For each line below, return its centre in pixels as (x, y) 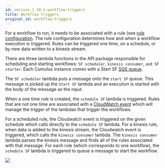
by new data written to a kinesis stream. (46, 49)
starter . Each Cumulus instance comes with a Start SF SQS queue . (74, 69)
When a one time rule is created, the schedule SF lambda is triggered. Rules (82, 99)
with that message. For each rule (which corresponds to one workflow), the (82, 146)
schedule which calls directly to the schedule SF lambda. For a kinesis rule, (82, 124)
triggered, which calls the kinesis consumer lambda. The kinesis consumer (81, 135)
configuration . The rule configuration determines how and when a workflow (82, 38)
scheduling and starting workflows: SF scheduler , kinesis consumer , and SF (82, 64)
